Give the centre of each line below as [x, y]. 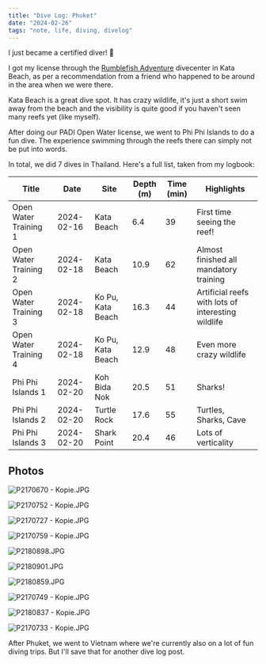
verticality [215, 442]
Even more [217, 345]
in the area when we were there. [61, 85]
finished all [217, 260]
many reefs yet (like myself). [55, 117]
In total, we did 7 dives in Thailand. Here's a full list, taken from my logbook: [131, 165]
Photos [26, 470]
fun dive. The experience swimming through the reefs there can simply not [130, 141]
